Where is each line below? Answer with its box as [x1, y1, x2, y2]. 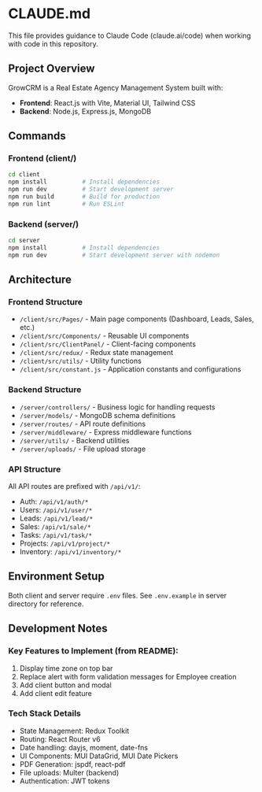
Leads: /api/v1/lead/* [19, 513, 94, 524]
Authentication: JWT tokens [19, 776, 110, 786]
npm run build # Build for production [8, 193, 160, 201]
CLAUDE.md [8, 5, 91, 23]
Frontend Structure [8, 297, 83, 308]
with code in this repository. [8, 39, 98, 48]
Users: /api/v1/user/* [19, 505, 93, 515]
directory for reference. [8, 599, 84, 609]
